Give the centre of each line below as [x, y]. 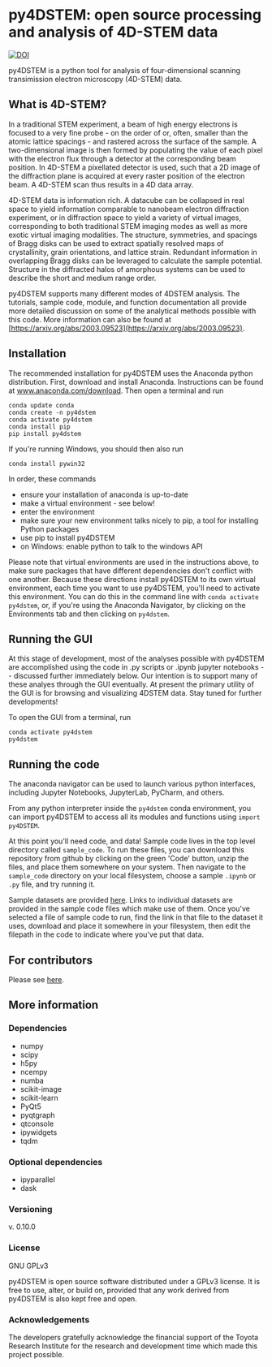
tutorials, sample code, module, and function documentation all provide [128, 302]
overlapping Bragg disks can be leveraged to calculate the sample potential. [135, 261]
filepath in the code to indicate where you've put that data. [106, 934]
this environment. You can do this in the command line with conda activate [134, 596]
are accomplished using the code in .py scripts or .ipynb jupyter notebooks [134, 667]
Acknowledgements [49, 1319]
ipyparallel [37, 1179]
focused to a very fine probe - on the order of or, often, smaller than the [128, 132]
